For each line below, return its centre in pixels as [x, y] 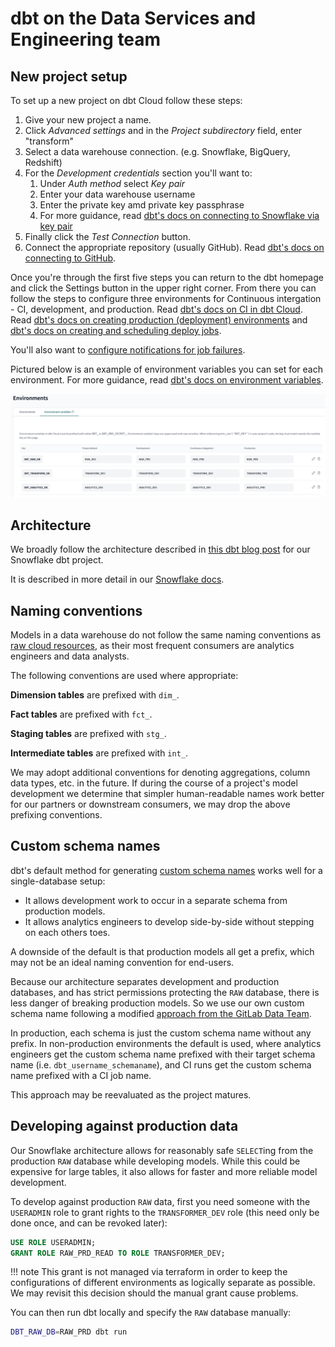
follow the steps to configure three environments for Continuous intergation [166, 298]
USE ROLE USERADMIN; [53, 1242]
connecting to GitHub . [70, 258]
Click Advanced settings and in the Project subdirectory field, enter [163, 130]
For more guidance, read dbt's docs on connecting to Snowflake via [179, 215]
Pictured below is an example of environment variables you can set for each [167, 369]
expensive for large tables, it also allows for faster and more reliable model [164, 1171]
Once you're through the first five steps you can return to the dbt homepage [167, 277]
